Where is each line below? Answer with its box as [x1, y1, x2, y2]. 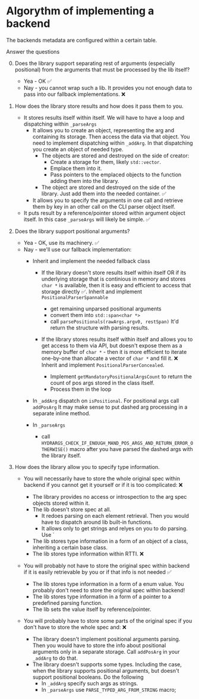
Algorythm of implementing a [6, 4, 154, 18]
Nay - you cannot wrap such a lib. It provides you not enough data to [23, 84, 192, 91]
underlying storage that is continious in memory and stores [41, 275, 186, 282]
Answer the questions [6, 48, 60, 55]
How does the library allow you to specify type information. [14, 463, 160, 470]
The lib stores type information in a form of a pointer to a [32, 593, 171, 600]
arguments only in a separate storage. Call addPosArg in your [32, 648, 180, 655]
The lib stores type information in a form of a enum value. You [32, 580, 184, 588]
